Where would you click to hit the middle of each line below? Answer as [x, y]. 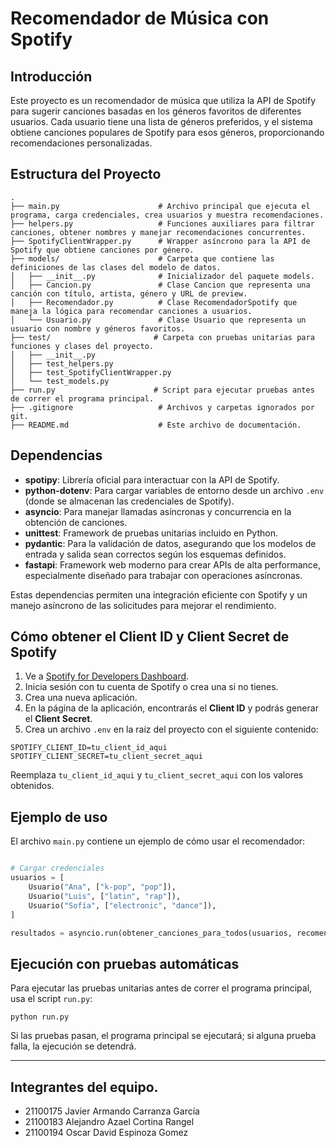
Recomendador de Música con [140, 18]
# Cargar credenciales [57, 868]
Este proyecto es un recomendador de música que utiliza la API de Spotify [163, 100]
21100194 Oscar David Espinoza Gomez [106, 1132]
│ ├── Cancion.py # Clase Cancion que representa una [160, 285]
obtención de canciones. [76, 522]
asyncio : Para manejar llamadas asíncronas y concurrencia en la [158, 511]
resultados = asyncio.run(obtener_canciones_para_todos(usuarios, [151, 933]
